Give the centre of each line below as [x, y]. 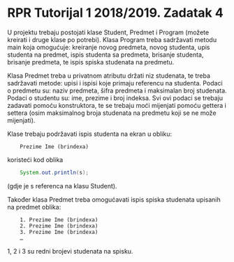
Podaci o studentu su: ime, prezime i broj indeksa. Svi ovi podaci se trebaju [115, 98]
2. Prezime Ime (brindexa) [59, 226]
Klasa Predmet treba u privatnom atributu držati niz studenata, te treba [109, 76]
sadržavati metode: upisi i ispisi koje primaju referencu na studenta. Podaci [115, 83]
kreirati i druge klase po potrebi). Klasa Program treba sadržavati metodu [112, 39]
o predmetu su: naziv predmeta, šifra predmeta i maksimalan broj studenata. [117, 90]
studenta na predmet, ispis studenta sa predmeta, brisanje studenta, [105, 55]
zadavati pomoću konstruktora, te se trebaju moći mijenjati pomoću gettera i [117, 105]
